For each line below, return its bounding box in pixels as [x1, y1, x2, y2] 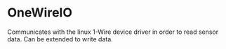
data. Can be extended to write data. [7, 35, 114, 43]
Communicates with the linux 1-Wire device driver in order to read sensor [7, 28, 219, 36]
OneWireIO [7, 5, 72, 21]
